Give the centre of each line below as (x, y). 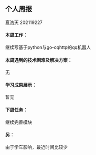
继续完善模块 (19, 122)
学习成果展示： (21, 85)
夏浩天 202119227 (24, 22)
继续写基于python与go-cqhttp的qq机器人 (48, 47)
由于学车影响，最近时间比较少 (36, 147)
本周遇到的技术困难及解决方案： (39, 60)
